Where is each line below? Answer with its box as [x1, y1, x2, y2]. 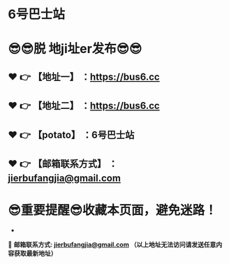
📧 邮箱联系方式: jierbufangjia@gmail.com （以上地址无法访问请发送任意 [8, 240, 216, 249]
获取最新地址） [13, 249, 57, 257]
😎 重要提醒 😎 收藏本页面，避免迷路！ [8, 203, 217, 219]
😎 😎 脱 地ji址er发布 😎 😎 [8, 41, 142, 57]
